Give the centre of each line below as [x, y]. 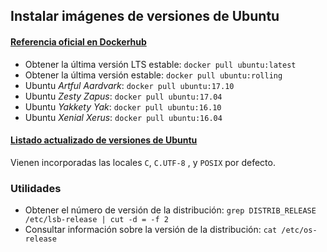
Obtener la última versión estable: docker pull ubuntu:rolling [153, 75]
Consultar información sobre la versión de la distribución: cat [151, 230]
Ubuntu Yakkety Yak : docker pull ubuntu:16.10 [123, 106]
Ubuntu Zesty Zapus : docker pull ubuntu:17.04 [123, 96]
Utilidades [36, 188]
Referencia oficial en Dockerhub [78, 41]
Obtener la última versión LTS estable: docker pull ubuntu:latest [160, 64]
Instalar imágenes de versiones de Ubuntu [145, 16]
